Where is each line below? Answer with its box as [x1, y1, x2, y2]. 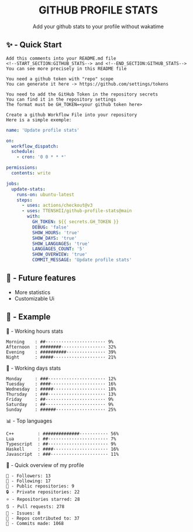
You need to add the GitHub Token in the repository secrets [6, 91, 158, 97]
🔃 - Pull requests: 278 [6, 503, 65, 510]
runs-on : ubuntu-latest [16, 192, 75, 197]
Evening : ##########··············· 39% [6, 349, 116, 355]
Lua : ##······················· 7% [6, 436, 116, 442]
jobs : [6, 180, 19, 186]
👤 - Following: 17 [6, 478, 51, 484]
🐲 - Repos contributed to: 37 [6, 515, 80, 521]
